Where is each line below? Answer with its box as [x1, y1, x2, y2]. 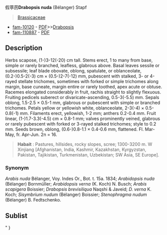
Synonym [5, 164, 29, 171]
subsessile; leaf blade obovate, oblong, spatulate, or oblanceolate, [5, 67, 142, 73]
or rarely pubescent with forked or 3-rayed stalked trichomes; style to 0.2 [5, 120, 157, 126]
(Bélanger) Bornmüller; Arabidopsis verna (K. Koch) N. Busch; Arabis [5, 181, 147, 187]
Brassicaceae [17, 14, 46, 20]
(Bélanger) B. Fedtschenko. [5, 197, 61, 203]
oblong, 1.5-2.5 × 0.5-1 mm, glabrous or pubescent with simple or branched [5, 99, 161, 105]
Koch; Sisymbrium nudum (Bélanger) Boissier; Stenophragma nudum [5, 191, 147, 197]
